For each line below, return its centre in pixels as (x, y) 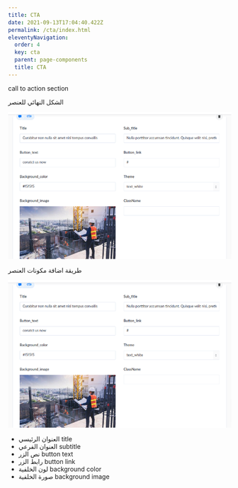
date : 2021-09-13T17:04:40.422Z (56, 22)
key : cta (27, 52)
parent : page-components (51, 60)
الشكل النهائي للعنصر (36, 102)
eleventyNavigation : (39, 38)
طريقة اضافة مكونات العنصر (45, 271)
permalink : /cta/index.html (50, 30)
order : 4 (27, 45)
